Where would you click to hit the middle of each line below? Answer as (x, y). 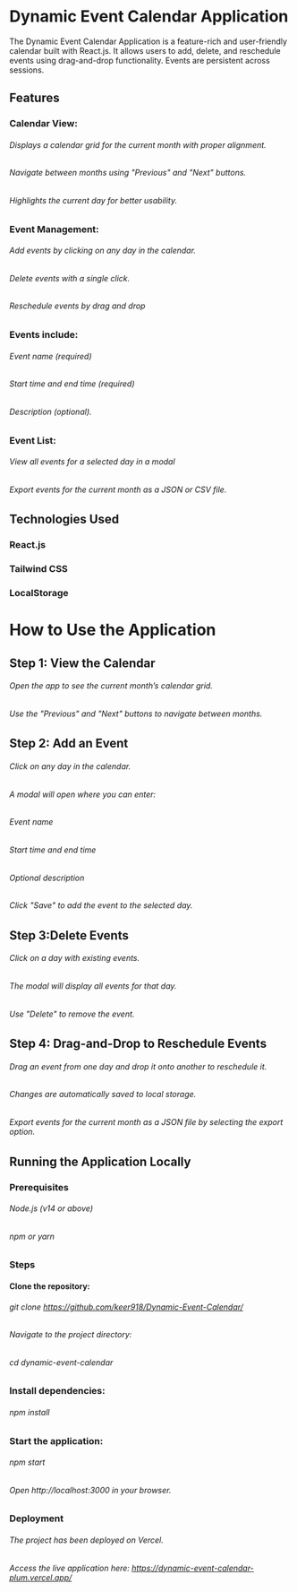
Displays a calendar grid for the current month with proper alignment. (138, 144)
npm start (27, 1462)
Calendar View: (43, 124)
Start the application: (56, 1441)
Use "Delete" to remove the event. (72, 1014)
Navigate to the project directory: (71, 1335)
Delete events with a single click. (70, 278)
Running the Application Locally (100, 1161)
